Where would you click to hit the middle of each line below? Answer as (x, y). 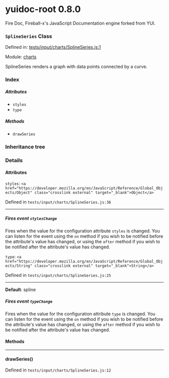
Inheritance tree (25, 147)
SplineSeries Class (29, 36)
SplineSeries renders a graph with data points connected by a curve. (76, 67)
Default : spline (21, 290)
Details (14, 160)
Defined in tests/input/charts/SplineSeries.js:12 (58, 370)
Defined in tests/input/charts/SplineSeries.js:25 (58, 275)
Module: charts (21, 57)
